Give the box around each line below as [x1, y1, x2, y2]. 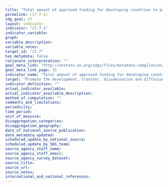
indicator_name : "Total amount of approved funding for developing [5, 72, 149, 77]
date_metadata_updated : [5, 133, 55, 138]
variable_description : [5, 40, 52, 45]
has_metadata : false [5, 53, 48, 59]
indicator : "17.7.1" [5, 26, 48, 31]
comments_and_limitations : [5, 100, 61, 105]
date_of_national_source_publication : [5, 128, 86, 133]
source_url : [5, 165, 30, 170]
